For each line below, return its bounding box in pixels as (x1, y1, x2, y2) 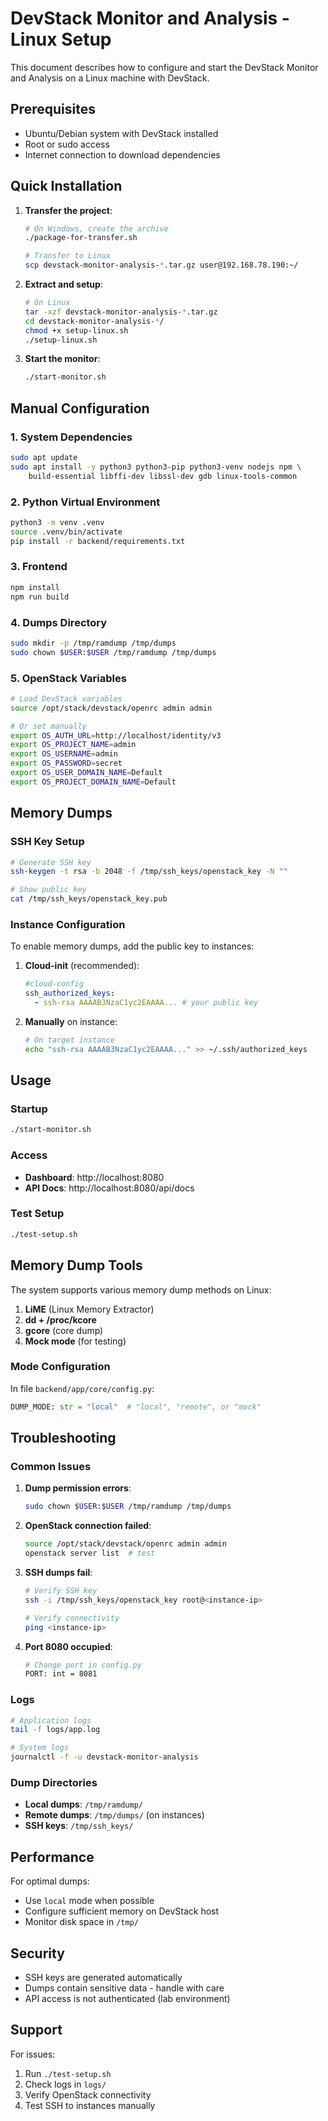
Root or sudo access (24, 138, 110, 150)
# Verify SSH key (24, 1586, 98, 1596)
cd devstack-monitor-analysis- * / (24, 316, 165, 326)
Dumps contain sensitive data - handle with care (24, 1982, 225, 1994)
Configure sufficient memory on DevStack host (24, 1905, 220, 1917)
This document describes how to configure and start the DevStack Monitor (10, 61, 319, 73)
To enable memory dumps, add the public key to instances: (10, 940, 255, 952)
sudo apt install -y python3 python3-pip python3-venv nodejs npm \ (10, 462, 302, 472)
